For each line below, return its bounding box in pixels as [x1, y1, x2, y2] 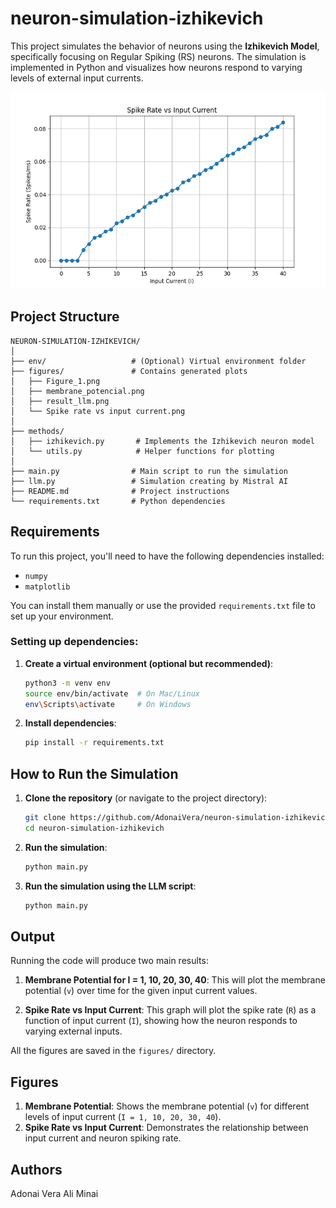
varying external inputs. [24, 1025, 123, 1037]
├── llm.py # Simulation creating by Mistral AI [10, 476, 288, 486]
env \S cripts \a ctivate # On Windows [24, 699, 192, 709]
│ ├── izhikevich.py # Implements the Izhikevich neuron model [10, 436, 315, 446]
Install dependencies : [24, 717, 117, 729]
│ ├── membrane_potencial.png [10, 386, 145, 396]
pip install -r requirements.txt [24, 738, 165, 748]
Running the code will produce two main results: [10, 955, 209, 967]
